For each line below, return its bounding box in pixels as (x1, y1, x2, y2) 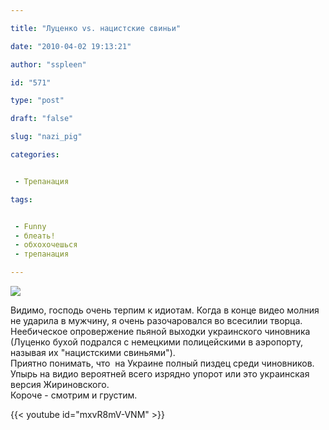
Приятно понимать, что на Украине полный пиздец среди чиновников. (10, 357, 315, 369)
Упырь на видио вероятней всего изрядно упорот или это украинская (10, 368, 310, 380)
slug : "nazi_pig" (10, 132, 83, 142)
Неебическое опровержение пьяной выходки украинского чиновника (10, 326, 311, 337)
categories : (10, 150, 60, 160)
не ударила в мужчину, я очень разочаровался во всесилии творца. (10, 315, 303, 326)
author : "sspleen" (10, 59, 87, 70)
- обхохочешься (14, 240, 78, 250)
